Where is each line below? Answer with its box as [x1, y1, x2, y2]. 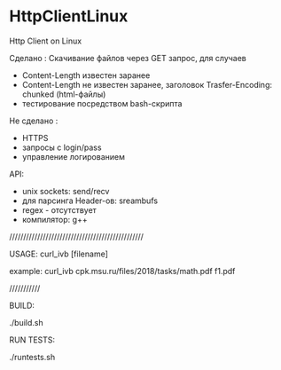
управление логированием [21, 151, 126, 161]
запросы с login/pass [21, 142, 102, 153]
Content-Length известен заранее [21, 69, 151, 81]
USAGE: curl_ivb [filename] [9, 248, 109, 259]
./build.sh [9, 317, 43, 327]
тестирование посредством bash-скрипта [21, 98, 183, 108]
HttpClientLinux [9, 6, 129, 27]
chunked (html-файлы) [21, 89, 106, 99]
